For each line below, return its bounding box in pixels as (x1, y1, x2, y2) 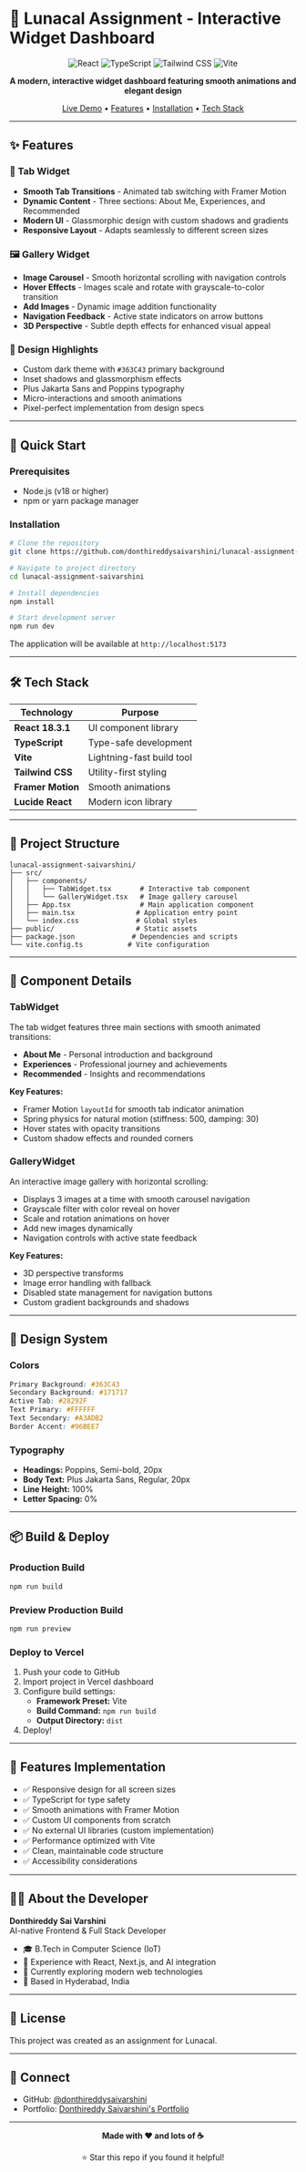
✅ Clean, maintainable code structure (22, 1845, 164, 1856)
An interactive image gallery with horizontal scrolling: (9, 1176, 209, 1187)
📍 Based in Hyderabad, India (22, 1975, 130, 1986)
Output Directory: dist (36, 1715, 124, 1726)
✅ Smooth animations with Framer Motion (22, 1804, 179, 1815)
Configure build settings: (22, 1686, 116, 1697)
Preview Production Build (9, 1603, 124, 1616)
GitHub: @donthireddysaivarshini (22, 2094, 148, 2105)
